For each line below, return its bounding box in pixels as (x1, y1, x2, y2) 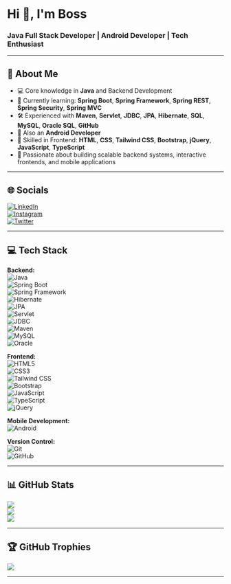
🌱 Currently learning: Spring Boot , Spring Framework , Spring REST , (16, 96, 211, 105)
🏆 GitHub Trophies (7, 541, 91, 553)
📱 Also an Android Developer (16, 128, 101, 137)
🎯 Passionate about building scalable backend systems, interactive (16, 150, 206, 159)
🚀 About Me (7, 68, 58, 80)
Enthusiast (7, 39, 44, 49)
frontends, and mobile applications (16, 158, 116, 166)
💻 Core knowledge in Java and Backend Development (16, 87, 173, 95)
